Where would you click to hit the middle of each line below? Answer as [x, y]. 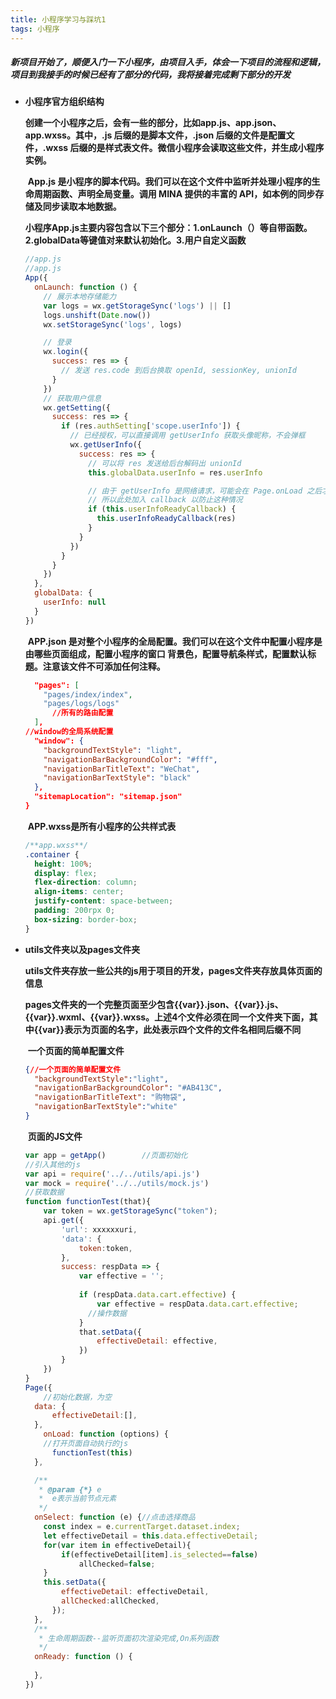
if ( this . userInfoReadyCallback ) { [162, 509]
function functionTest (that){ [88, 1202]
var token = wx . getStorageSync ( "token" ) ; [130, 1211]
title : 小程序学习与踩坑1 [58, 19]
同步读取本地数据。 [82, 207]
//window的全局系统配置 [69, 732]
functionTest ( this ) [92, 1452]
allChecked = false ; [117, 1564]
